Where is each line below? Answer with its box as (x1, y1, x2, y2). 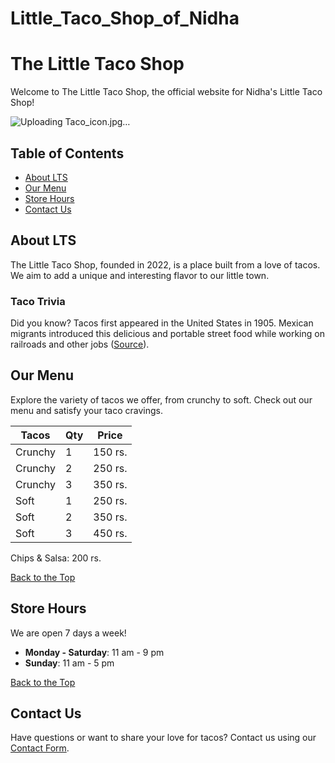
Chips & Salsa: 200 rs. (10, 552, 102, 564)
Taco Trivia (10, 294, 66, 308)
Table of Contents (10, 145, 125, 162)
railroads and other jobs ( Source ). (10, 338, 150, 351)
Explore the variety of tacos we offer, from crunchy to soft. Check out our (10, 393, 313, 406)
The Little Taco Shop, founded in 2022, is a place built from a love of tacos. (10, 258, 321, 271)
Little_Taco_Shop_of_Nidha (10, 7, 240, 30)
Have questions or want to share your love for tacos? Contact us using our (10, 732, 317, 744)
